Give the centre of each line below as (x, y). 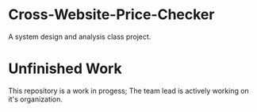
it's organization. (36, 99)
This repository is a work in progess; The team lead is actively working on (129, 91)
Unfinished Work (65, 69)
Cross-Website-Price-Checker (111, 15)
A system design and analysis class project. (80, 37)
